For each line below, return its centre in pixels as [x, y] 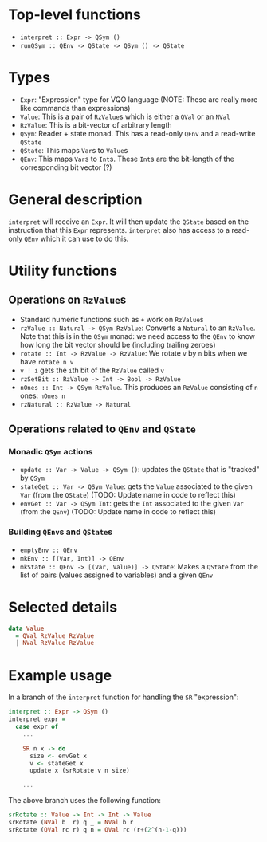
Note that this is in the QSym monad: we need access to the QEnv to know [137, 336]
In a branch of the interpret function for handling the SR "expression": [124, 697]
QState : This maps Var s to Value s [74, 150]
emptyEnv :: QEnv [49, 550]
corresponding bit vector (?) [66, 167]
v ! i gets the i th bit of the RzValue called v [92, 370]
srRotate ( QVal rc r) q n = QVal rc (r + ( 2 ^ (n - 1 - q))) [98, 830]
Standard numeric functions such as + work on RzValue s [112, 319]
